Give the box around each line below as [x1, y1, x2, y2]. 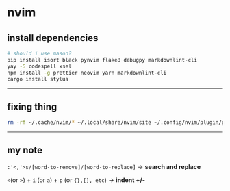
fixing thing [7, 101, 57, 112]
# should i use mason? [7, 50, 72, 57]
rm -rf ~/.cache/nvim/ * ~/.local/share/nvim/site [7, 119, 152, 126]
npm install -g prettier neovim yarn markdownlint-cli [7, 69, 167, 76]
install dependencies [7, 32, 99, 44]
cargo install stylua [7, 75, 69, 83]
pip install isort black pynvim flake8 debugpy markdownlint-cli [7, 56, 197, 63]
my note [7, 144, 43, 156]
